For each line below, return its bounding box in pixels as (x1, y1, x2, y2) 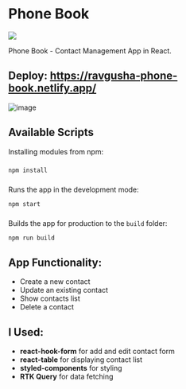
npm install (8, 166, 48, 175)
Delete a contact (19, 302, 74, 312)
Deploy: (8, 69, 48, 83)
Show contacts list (19, 294, 81, 303)
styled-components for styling (19, 363, 122, 372)
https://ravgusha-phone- (49, 69, 178, 83)
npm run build (8, 234, 56, 243)
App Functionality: (8, 255, 102, 269)
